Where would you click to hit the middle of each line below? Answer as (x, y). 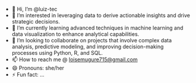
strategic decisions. (36, 21)
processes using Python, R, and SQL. (57, 53)
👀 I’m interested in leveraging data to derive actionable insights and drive (101, 15)
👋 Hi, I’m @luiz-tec (34, 9)
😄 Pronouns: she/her (38, 68)
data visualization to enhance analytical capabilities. (75, 34)
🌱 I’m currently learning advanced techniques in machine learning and (97, 28)
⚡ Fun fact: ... (28, 74)
